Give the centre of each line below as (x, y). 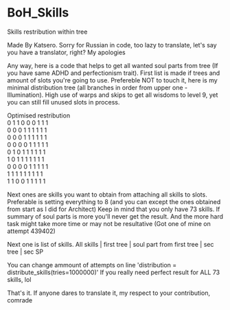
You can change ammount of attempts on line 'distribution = (92, 265)
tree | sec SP (25, 252)
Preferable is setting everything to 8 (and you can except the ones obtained (114, 201)
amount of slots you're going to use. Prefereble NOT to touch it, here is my (112, 80)
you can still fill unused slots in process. (64, 102)
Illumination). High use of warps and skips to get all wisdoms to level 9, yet (113, 95)
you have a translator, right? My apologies (66, 52)
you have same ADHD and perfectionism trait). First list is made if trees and (114, 73)
